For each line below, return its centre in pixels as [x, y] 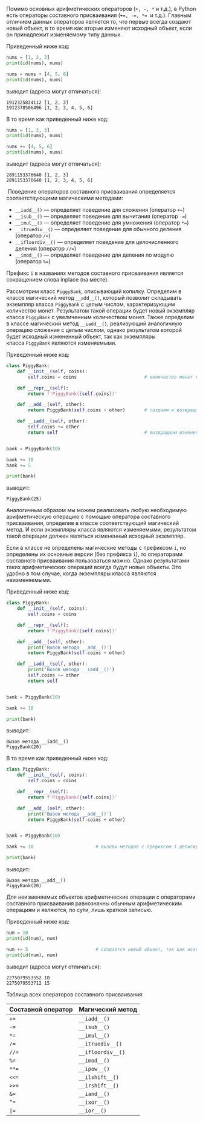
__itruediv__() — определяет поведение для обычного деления [98, 229]
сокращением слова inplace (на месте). [58, 279]
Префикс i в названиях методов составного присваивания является [95, 273]
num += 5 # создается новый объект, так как [96, 949]
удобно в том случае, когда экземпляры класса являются [81, 573]
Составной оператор [41, 1009]
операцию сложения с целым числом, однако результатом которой [94, 330]
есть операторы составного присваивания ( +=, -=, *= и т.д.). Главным [99, 15]
